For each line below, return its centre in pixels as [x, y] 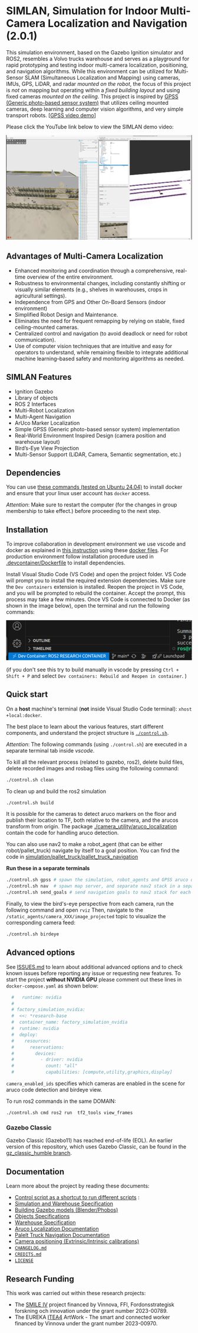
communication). [35, 340]
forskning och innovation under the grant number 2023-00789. [91, 1311]
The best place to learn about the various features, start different [85, 727]
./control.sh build [30, 803]
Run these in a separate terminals [48, 869]
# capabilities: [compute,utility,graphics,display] [92, 1072]
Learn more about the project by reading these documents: [78, 1186]
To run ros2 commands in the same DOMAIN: [61, 1101]
